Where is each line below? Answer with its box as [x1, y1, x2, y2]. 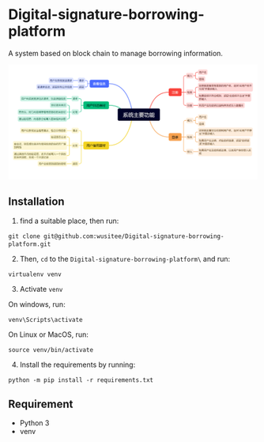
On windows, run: [8, 299, 66, 309]
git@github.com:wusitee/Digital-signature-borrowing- [43, 232, 224, 240]
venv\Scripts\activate [8, 315, 83, 323]
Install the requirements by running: [19, 360, 136, 369]
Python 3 [19, 418, 50, 428]
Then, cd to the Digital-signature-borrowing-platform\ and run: [19, 254, 231, 263]
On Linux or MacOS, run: [8, 330, 89, 339]
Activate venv [19, 284, 63, 293]
